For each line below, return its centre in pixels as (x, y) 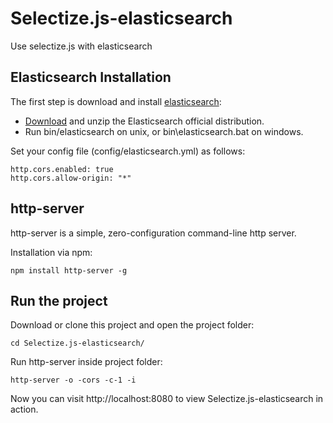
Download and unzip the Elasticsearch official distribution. (144, 121)
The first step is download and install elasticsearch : (116, 101)
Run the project (59, 300)
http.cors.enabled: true (62, 169)
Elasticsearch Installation (91, 77)
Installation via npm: (51, 252)
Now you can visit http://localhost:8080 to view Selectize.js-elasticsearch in (167, 399)
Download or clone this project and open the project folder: (132, 325)
